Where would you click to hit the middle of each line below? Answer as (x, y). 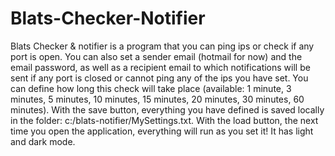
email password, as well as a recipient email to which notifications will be (160, 67)
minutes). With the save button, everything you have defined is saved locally (167, 109)
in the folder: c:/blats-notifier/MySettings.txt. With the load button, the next (164, 120)
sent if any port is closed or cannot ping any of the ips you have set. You (159, 78)
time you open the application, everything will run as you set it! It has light (162, 131)
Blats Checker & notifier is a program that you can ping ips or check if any (162, 46)
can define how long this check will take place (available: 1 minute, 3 (151, 88)
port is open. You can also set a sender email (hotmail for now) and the (156, 56)
